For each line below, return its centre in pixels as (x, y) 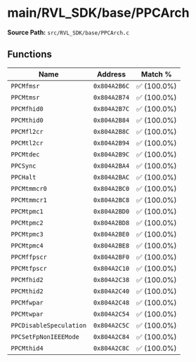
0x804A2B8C (111, 132)
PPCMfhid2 (27, 280)
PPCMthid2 (27, 291)
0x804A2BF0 (111, 257)
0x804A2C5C (111, 325)
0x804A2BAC (111, 177)
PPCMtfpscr (29, 268)
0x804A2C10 (111, 268)
